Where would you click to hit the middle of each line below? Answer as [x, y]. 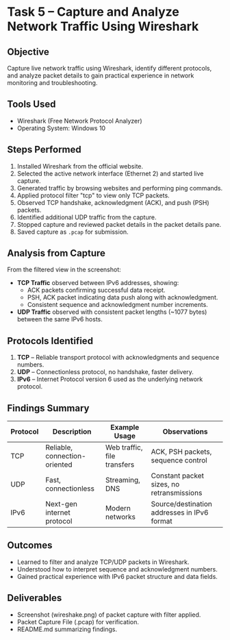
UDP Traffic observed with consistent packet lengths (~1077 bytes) [112, 312]
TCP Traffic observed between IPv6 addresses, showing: [98, 283]
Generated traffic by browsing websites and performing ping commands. [120, 188]
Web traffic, [124, 447]
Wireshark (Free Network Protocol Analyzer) [79, 121]
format [162, 521]
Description [72, 432]
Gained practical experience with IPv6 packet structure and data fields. [117, 576]
